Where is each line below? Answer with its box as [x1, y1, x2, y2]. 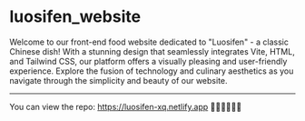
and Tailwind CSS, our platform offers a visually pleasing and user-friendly [9, 55, 288, 66]
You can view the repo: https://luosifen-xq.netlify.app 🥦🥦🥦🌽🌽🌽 [9, 101, 242, 112]
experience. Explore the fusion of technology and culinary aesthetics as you [9, 66, 294, 76]
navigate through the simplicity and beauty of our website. [9, 75, 229, 86]
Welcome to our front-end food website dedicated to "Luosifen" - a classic [9, 36, 289, 47]
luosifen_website [9, 6, 142, 27]
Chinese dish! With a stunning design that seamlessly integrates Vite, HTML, [9, 45, 295, 56]
